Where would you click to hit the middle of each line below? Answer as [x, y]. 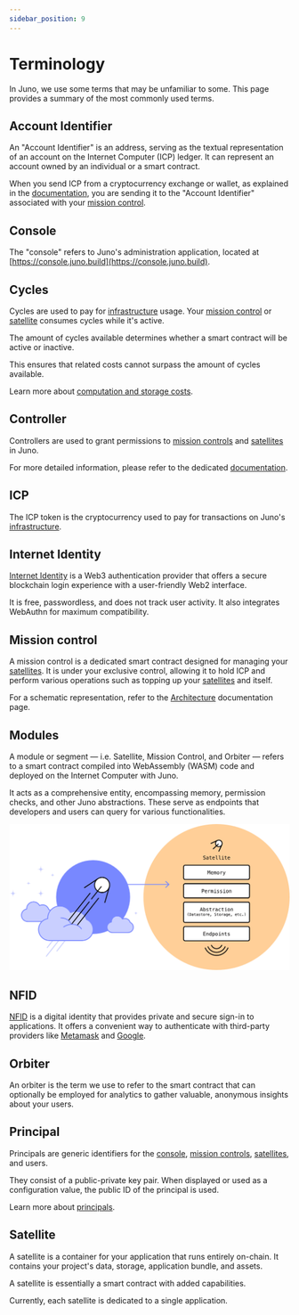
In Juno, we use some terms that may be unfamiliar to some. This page [139, 88]
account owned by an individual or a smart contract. [105, 167]
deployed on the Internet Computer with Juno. [94, 776]
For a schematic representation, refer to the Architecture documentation [141, 698]
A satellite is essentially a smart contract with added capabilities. [128, 1283]
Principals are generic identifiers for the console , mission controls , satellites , [149, 1153]
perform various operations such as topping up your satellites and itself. [141, 681]
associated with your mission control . [78, 203]
